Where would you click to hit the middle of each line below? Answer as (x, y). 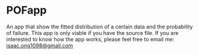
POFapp (26, 10)
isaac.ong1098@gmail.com (40, 46)
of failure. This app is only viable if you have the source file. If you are (93, 33)
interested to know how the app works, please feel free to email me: (90, 39)
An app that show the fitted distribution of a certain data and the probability (100, 27)
